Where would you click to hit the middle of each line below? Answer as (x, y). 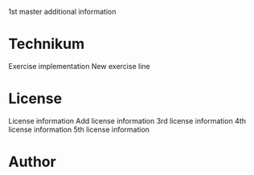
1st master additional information (62, 12)
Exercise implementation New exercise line (79, 66)
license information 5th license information (79, 129)
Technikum (47, 44)
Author (32, 162)
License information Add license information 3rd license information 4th (127, 120)
